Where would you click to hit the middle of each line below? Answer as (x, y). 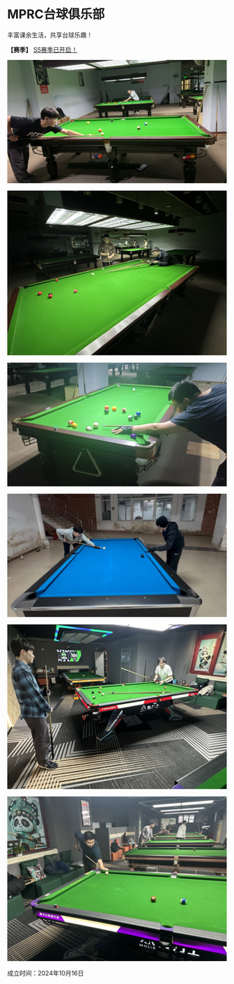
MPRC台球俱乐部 (56, 14)
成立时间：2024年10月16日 (46, 974)
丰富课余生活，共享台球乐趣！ (50, 35)
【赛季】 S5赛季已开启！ (42, 49)
